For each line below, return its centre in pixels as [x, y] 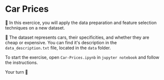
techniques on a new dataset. [35, 27]
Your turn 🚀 [17, 72]
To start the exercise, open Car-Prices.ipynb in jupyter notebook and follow [82, 57]
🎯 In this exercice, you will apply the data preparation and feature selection [81, 23]
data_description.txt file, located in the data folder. [58, 48]
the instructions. [22, 62]
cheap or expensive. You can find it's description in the [61, 42]
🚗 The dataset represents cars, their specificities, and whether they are [77, 37]
